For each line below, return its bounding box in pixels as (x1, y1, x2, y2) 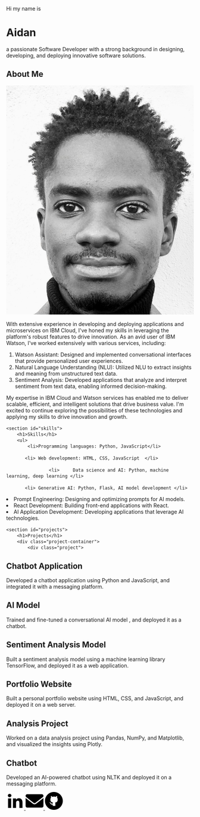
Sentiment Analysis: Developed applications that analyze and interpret (14, 377, 187, 384)
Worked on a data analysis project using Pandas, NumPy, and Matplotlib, (6, 734, 185, 741)
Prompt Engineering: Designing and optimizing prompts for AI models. (14, 496, 186, 503)
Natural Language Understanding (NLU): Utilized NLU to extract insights (14, 364, 192, 371)
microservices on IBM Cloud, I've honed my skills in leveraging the (6, 327, 170, 334)
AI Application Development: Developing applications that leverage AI (14, 508, 184, 515)
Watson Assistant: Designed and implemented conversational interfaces (14, 351, 192, 358)
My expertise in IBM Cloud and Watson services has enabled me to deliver (6, 394, 189, 402)
